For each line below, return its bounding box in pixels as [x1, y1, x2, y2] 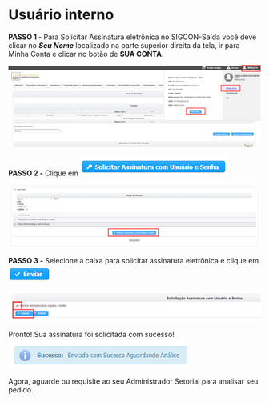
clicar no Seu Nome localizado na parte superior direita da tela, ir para [8, 40, 240, 50]
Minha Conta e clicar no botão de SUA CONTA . [8, 49, 164, 58]
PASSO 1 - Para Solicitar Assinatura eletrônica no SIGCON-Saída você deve [8, 32, 257, 42]
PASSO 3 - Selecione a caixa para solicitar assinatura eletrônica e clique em [8, 255, 259, 265]
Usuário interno [8, 6, 114, 24]
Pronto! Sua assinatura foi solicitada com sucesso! [8, 330, 175, 340]
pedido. [8, 385, 34, 395]
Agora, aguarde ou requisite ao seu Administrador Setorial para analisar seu [8, 376, 259, 386]
